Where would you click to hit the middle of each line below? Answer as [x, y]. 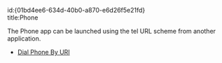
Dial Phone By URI [43, 52]
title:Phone [23, 17]
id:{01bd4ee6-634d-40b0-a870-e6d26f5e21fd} [76, 10]
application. [24, 38]
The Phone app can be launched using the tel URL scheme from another [111, 31]
